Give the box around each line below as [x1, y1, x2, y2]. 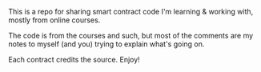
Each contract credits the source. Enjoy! [8, 55, 140, 64]
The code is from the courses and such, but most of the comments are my [8, 31, 254, 40]
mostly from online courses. [8, 15, 101, 25]
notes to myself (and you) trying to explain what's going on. [8, 39, 205, 49]
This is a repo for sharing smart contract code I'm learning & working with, [8, 7, 254, 16]
